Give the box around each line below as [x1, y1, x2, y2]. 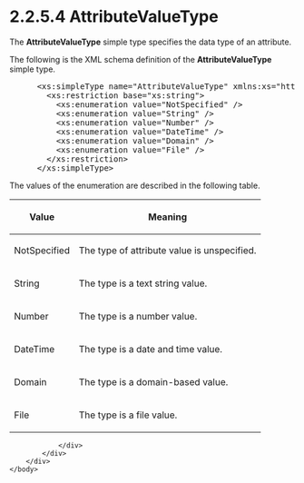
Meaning [148, 211, 188, 223]
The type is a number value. [78, 310, 198, 322]
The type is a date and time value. [78, 342, 223, 355]
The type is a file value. [78, 409, 178, 421]
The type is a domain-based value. [78, 375, 229, 388]
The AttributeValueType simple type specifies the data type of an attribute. [9, 36, 292, 47]
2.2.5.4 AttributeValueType [9, 6, 220, 27]
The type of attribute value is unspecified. [78, 243, 257, 256]
